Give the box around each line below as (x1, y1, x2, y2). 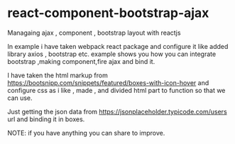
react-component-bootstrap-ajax (7, 5, 209, 21)
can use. (7, 94, 33, 102)
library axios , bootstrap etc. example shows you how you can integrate (7, 50, 217, 58)
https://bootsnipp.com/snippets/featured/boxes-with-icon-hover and (7, 78, 209, 87)
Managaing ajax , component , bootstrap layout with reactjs (7, 28, 181, 37)
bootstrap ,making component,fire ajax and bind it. (7, 57, 155, 65)
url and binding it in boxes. (7, 115, 85, 123)
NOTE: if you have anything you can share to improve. (7, 128, 165, 137)
